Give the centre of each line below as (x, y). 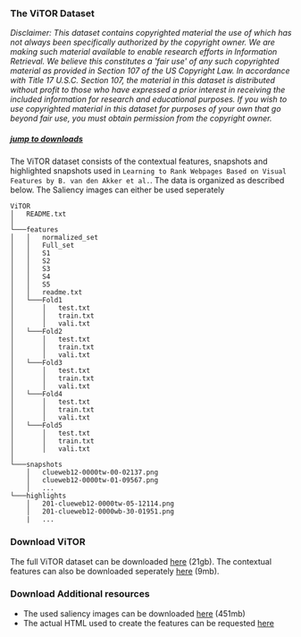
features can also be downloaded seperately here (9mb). (115, 571)
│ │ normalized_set (54, 238)
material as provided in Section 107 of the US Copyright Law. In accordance (150, 71)
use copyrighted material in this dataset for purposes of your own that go (146, 109)
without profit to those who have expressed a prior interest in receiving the (148, 90)
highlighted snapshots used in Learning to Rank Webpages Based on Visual (148, 171)
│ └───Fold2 (37, 332)
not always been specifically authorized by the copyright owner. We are (143, 42)
